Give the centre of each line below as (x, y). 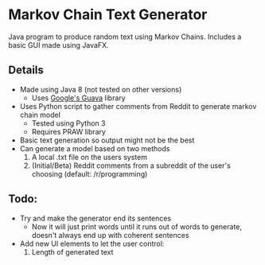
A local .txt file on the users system (89, 157)
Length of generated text (72, 251)
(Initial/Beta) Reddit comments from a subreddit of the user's (131, 166)
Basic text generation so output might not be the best (107, 140)
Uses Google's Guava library (78, 98)
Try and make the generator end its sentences (95, 218)
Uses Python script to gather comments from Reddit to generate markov (138, 106)
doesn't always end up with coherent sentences (110, 235)
